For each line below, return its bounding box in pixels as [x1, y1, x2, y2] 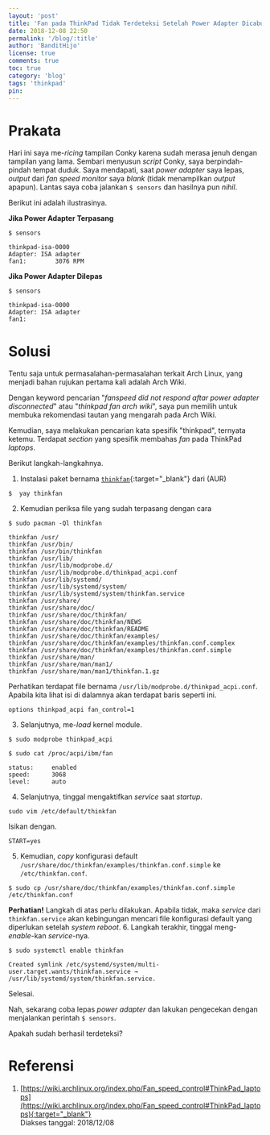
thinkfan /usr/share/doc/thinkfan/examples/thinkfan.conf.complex [8, 639, 235, 647]
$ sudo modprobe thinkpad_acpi [8, 735, 113, 744]
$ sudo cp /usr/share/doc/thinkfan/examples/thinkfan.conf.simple [8, 884, 235, 892]
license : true [8, 49, 56, 57]
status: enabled [8, 763, 78, 772]
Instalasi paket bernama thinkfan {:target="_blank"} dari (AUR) [19, 474, 227, 484]
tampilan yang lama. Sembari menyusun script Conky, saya [8, 156, 205, 166]
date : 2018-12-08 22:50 [8, 27, 88, 35]
